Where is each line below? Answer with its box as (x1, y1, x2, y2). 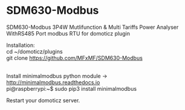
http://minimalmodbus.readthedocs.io (6, 79, 100, 86)
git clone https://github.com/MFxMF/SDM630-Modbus (6, 54, 143, 61)
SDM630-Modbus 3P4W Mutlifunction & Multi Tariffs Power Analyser (6, 23, 179, 31)
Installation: (6, 41, 35, 49)
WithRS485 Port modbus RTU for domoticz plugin (6, 29, 130, 37)
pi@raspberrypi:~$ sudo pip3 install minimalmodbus (6, 85, 137, 92)
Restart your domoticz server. (6, 97, 80, 104)
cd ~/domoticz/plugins (6, 47, 63, 55)
